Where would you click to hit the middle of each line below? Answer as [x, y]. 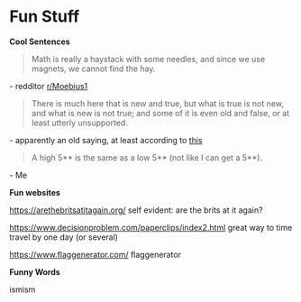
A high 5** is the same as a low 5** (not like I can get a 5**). [147, 157]
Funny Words [35, 271]
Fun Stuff [45, 17]
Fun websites [35, 192]
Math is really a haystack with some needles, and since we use [148, 59]
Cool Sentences [40, 41]
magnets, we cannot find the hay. [93, 69]
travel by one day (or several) [64, 237]
